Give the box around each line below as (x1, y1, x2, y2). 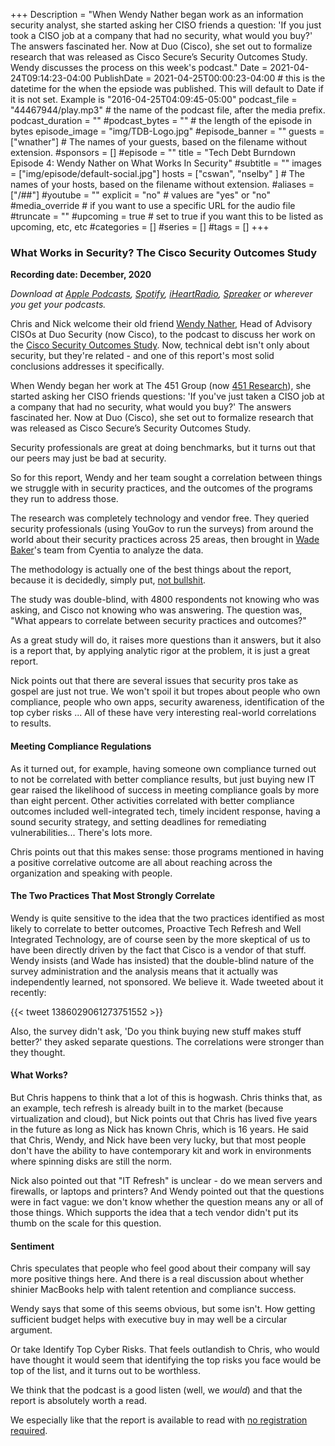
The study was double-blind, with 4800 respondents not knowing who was (10, 594, 320, 606)
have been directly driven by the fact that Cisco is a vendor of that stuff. (10, 944, 307, 956)
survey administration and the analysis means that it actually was (10, 965, 279, 977)
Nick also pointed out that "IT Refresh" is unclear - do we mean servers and (10, 1174, 323, 1186)
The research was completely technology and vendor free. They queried (10, 512, 310, 524)
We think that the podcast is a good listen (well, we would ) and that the (10, 1384, 303, 1396)
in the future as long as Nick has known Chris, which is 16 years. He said (10, 1123, 309, 1135)
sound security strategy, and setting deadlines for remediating (10, 815, 267, 828)
